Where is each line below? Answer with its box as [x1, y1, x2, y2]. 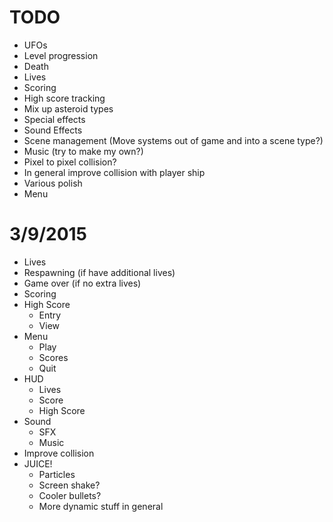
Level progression [23, 49, 99, 61]
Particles [38, 468, 76, 480]
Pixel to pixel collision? [23, 156, 117, 168]
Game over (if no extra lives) [23, 277, 142, 289]
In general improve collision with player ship [23, 166, 206, 178]
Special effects [23, 113, 86, 125]
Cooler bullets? [38, 489, 102, 501]
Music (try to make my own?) [23, 145, 144, 157]
